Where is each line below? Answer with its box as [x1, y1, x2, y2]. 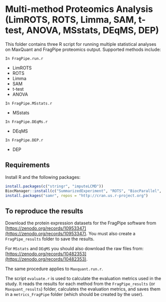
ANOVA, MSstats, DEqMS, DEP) [26, 25, 160, 36]
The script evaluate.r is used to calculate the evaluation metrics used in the [5, 276, 162, 282]
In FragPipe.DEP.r [5, 138, 43, 143]
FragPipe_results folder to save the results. [5, 236, 95, 242]
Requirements [5, 161, 50, 169]
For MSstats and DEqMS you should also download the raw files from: [5, 246, 144, 252]
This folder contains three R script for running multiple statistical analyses [5, 41, 157, 47]
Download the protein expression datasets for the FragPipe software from [5, 220, 157, 226]
